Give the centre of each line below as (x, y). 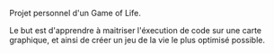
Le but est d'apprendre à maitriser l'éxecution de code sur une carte (136, 30)
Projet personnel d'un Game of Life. (75, 13)
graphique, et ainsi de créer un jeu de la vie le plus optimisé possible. (137, 40)
